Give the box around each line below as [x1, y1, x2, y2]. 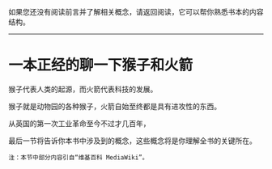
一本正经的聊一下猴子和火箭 [8, 56, 193, 74]
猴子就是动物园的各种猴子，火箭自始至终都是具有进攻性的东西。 [8, 101, 221, 111]
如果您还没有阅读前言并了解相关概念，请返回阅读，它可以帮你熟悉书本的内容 [8, 7, 264, 16]
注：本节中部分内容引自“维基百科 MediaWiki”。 [8, 153, 149, 162]
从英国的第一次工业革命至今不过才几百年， [8, 118, 151, 128]
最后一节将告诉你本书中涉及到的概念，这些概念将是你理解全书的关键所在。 [8, 136, 257, 146]
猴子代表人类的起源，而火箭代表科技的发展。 [8, 84, 158, 94]
